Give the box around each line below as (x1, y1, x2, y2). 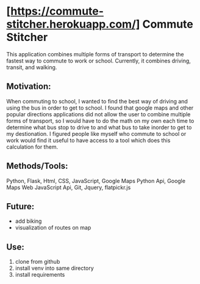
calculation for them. (6, 143, 59, 151)
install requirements (15, 271, 65, 278)
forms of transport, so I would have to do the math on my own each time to (6, 117, 195, 124)
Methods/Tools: (6, 161, 68, 171)
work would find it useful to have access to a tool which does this (6, 136, 171, 144)
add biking (15, 217, 42, 225)
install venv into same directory (15, 264, 95, 272)
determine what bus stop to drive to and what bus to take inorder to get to (6, 124, 192, 131)
